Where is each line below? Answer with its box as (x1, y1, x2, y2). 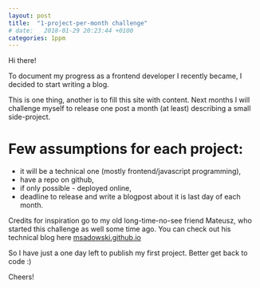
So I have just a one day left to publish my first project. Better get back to (8, 248, 248, 258)
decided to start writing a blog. (8, 80, 109, 89)
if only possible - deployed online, (19, 183, 132, 193)
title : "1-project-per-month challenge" (8, 19, 148, 27)
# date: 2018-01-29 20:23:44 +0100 (8, 26, 134, 34)
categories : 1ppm (8, 34, 66, 42)
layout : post (8, 11, 52, 20)
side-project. (8, 112, 51, 122)
